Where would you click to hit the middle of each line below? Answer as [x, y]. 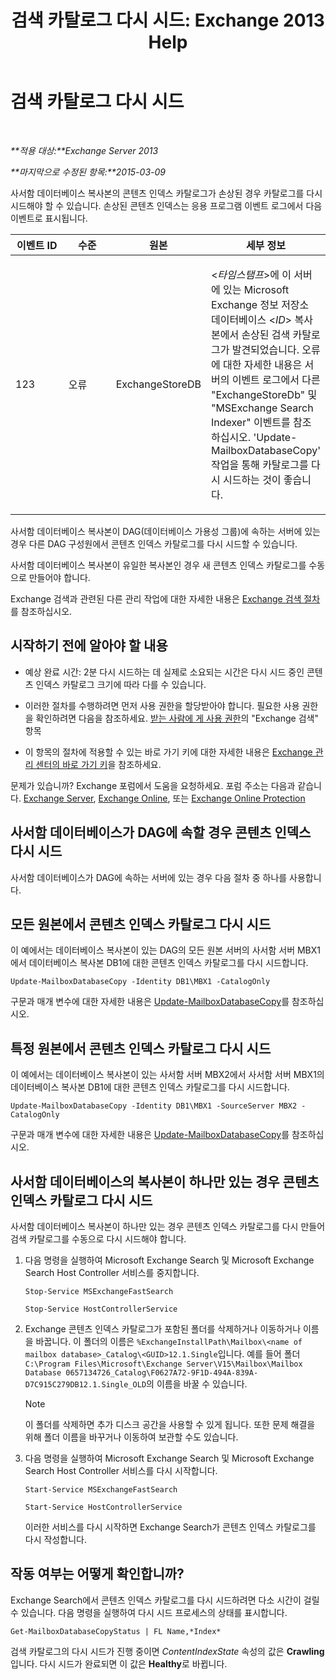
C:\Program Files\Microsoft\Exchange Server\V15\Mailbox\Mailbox [163, 1364]
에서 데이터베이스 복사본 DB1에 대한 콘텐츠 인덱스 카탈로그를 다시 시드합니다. [159, 963]
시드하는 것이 [252, 479]
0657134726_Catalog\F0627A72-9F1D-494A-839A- [162, 1373]
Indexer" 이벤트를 [250, 422]
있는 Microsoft [256, 289]
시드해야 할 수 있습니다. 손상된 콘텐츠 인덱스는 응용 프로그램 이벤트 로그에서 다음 [166, 205]
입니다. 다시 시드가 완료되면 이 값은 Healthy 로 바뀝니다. [119, 1663]
